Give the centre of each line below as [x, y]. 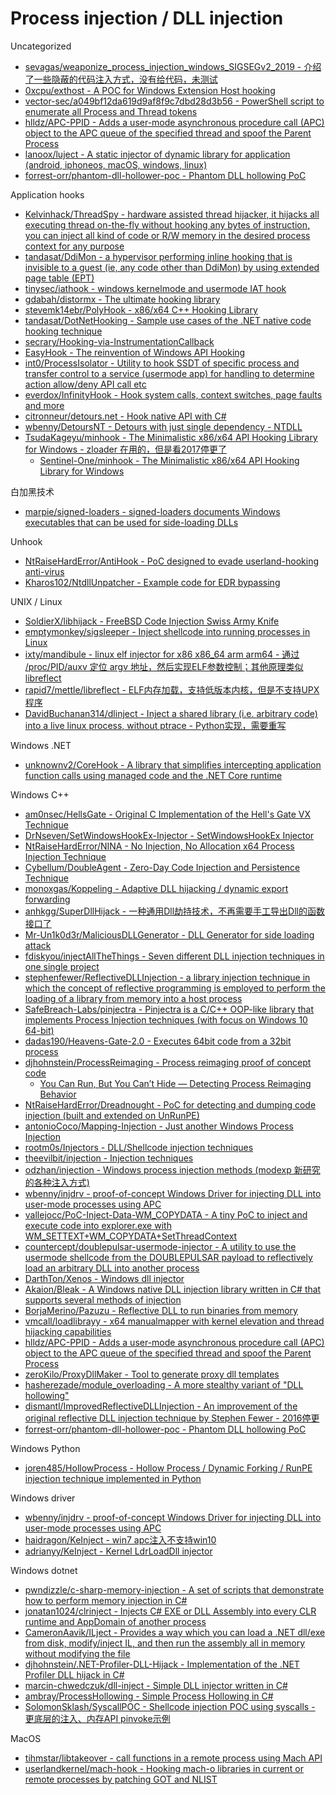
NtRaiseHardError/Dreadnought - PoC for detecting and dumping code [170, 1104]
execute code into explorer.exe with [98, 1225]
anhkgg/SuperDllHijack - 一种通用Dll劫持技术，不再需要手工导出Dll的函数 [174, 911]
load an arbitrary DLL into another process [112, 1268]
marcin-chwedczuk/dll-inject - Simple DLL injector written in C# [156, 1685]
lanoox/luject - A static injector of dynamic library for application [157, 154]
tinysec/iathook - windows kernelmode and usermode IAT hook [155, 288]
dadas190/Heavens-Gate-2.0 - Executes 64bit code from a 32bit [158, 1041]
